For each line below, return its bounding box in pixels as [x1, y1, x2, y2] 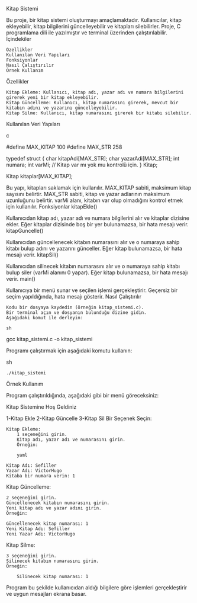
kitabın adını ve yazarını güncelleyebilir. [6, 105, 118, 111]
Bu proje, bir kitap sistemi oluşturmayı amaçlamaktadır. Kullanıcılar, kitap [6, 17, 182, 23]
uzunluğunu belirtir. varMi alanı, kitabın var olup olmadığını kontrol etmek [6, 197, 183, 204]
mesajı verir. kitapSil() [6, 251, 59, 258]
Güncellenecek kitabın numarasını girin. [6, 500, 110, 506]
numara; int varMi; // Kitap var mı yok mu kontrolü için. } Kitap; [6, 161, 158, 168]
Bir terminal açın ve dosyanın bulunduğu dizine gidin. [6, 310, 147, 316]
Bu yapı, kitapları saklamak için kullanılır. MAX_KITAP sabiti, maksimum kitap [6, 184, 192, 191]
